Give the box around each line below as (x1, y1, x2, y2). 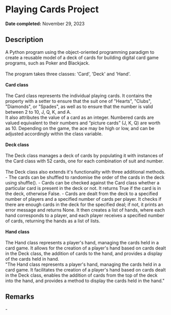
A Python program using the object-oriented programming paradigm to (5, 49, 155, 55)
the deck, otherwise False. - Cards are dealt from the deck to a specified (5, 191, 158, 197)
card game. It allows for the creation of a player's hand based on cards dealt (5, 245, 166, 251)
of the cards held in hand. (5, 256, 60, 262)
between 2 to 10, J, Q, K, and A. (5, 109, 71, 115)
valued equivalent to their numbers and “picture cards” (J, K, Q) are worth (5, 119, 161, 126)
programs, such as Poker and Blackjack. (5, 60, 90, 66)
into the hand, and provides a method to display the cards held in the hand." (5, 278, 165, 284)
